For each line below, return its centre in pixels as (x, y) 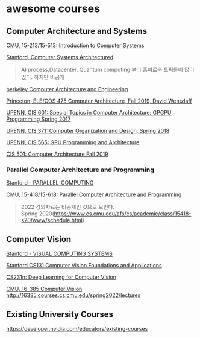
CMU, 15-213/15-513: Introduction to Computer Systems (75, 45)
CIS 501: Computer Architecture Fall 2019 (57, 154)
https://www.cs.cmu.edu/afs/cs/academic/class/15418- (123, 214)
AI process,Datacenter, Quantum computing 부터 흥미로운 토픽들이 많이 (108, 69)
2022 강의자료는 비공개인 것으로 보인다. (68, 207)
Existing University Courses (60, 314)
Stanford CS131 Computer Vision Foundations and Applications (84, 266)
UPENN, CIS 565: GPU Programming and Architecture (73, 142)
